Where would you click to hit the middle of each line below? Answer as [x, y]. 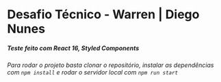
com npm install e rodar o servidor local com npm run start [93, 73]
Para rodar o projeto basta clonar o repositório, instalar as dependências [110, 65]
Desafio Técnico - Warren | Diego [103, 15]
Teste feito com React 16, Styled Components [73, 48]
